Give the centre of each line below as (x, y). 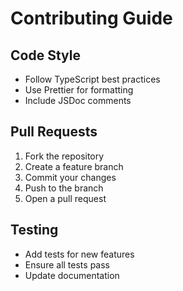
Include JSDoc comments (78, 100)
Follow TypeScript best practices (92, 79)
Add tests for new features (79, 254)
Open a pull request (65, 198)
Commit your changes (70, 177)
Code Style (45, 55)
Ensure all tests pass (67, 264)
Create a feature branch (74, 166)
